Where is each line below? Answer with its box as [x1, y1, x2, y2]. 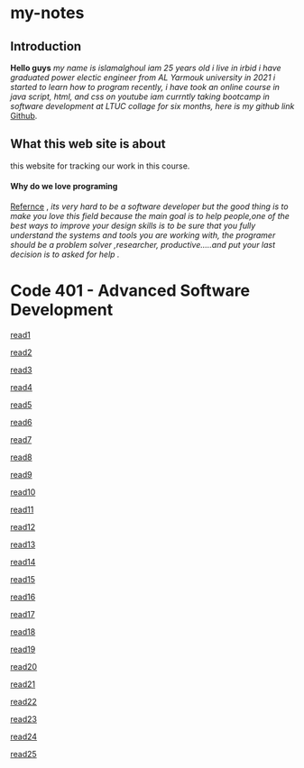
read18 [10, 626, 36, 637]
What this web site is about [10, 136, 166, 151]
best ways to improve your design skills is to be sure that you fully [10, 220, 256, 232]
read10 [10, 486, 36, 498]
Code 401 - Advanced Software [10, 280, 251, 301]
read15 [10, 573, 35, 584]
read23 [10, 713, 37, 724]
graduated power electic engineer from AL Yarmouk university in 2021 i [10, 72, 276, 83]
